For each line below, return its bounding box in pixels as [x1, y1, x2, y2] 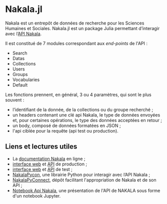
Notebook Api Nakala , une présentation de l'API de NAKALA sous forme [12, 187, 160, 193]
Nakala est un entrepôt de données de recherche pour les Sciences [5, 20, 144, 26]
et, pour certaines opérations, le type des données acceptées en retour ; [12, 117, 162, 123]
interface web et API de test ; [12, 166, 72, 172]
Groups [12, 71, 28, 77]
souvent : [5, 96, 24, 103]
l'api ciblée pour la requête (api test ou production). [12, 127, 118, 133]
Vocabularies [12, 76, 40, 82]
